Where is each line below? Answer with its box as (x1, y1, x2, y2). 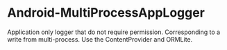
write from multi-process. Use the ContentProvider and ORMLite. (7, 35, 193, 43)
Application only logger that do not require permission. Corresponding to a (7, 28, 221, 36)
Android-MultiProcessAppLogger (7, 5, 205, 21)
